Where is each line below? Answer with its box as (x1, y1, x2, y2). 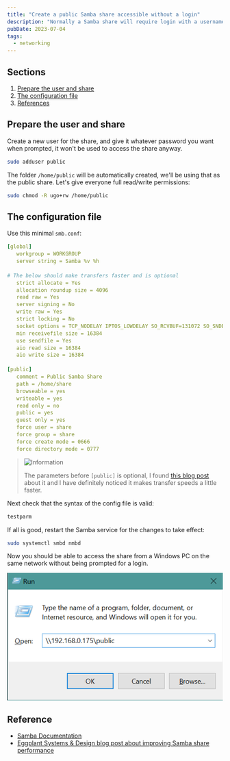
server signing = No (16, 301, 75, 308)
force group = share (16, 432, 75, 438)
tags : (7, 33, 23, 40)
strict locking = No (16, 316, 75, 323)
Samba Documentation (16, 732, 82, 740)
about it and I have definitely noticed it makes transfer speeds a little (23, 478, 217, 486)
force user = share (16, 424, 72, 431)
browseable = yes (16, 388, 66, 395)
